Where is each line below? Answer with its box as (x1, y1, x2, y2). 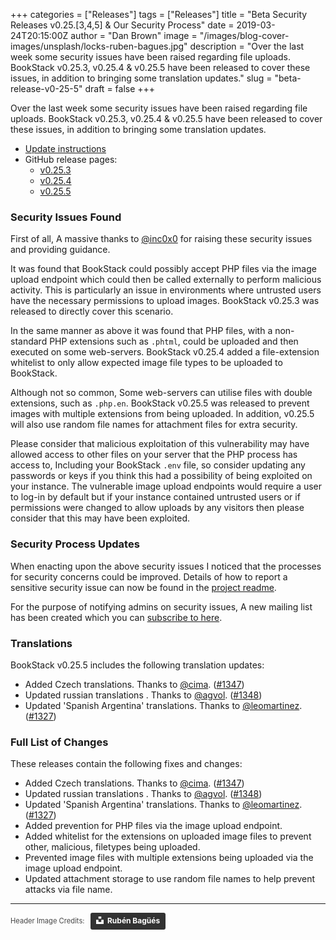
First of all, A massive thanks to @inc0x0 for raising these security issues (10, 233, 313, 245)
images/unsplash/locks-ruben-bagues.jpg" (10, 40, 188, 52)
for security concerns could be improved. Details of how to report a (10, 570, 288, 583)
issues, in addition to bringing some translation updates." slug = (10, 72, 273, 84)
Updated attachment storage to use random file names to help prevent (24, 873, 316, 885)
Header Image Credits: (10, 916, 85, 926)
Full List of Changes (10, 735, 109, 749)
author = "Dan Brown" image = (70, 30, 198, 41)
